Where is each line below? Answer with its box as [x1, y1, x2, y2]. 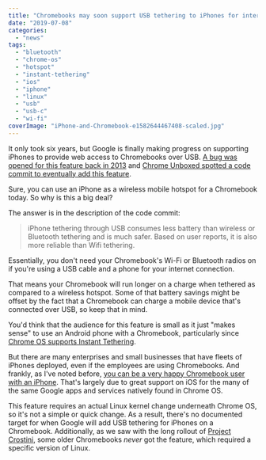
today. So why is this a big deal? [8, 192, 113, 202]
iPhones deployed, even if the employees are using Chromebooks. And [8, 360, 240, 370]
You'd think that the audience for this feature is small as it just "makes [8, 320, 236, 329]
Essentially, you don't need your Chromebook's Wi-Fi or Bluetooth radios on [8, 255, 256, 265]
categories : [8, 26, 47, 34]
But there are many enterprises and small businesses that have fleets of [8, 352, 243, 361]
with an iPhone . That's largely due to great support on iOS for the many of [8, 377, 249, 386]
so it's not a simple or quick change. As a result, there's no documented [8, 409, 243, 419]
